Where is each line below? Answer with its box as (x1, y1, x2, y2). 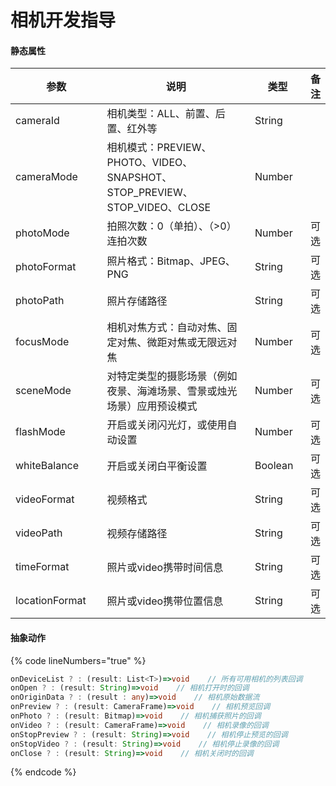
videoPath (15, 526, 63, 540)
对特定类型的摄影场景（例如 (106, 369, 238, 383)
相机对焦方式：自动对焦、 (106, 321, 228, 335)
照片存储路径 (106, 294, 168, 308)
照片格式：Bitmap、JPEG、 (106, 254, 236, 268)
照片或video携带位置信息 (106, 594, 224, 608)
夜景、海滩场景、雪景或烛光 (106, 384, 238, 398)
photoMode (15, 226, 70, 240)
